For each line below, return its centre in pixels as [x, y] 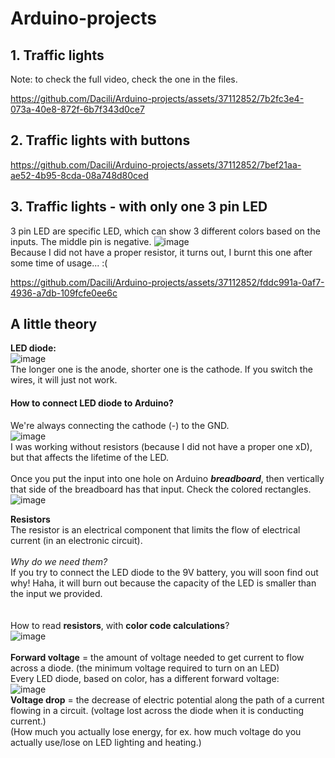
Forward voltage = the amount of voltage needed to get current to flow [157, 657]
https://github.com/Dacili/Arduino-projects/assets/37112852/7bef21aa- [156, 164]
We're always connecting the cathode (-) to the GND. [120, 425]
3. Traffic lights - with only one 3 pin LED [139, 207]
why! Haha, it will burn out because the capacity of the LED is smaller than [163, 583]
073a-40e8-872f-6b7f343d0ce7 [77, 109]
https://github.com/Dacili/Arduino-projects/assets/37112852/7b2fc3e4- [157, 98]
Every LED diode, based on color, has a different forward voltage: [145, 678]
